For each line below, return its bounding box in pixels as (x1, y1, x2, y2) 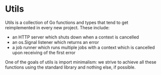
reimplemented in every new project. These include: (5, 24, 110, 30)
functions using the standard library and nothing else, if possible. (5, 64, 136, 70)
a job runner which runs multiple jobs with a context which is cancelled (12, 44, 155, 50)
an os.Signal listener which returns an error (12, 39, 99, 45)
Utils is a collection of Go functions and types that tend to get (5, 19, 128, 25)
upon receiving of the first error (12, 50, 76, 56)
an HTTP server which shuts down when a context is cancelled (12, 34, 139, 40)
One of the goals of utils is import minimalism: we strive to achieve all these (5, 59, 157, 65)
